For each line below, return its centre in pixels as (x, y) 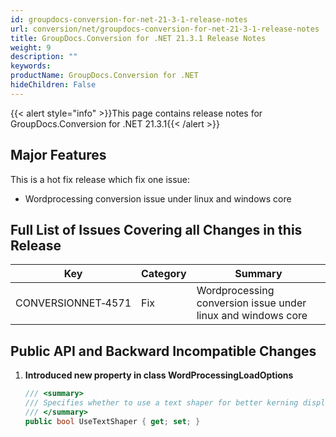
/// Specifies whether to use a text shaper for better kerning (161, 403)
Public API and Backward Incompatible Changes (163, 351)
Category (164, 274)
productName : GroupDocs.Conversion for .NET (104, 76)
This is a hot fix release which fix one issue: (100, 179)
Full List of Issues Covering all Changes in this (156, 229)
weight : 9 (31, 47)
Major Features (58, 155)
